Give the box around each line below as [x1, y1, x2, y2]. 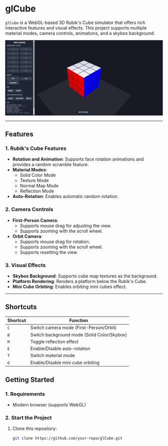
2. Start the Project [5, 414, 52, 421]
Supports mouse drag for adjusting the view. [19, 222, 111, 228]
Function [69, 317, 88, 323]
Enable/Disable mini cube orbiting [30, 359, 100, 365]
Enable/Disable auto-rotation [30, 345, 90, 351]
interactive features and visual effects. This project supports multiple [5, 24, 147, 30]
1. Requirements [5, 390, 45, 397]
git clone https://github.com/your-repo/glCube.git [12, 436, 122, 441]
